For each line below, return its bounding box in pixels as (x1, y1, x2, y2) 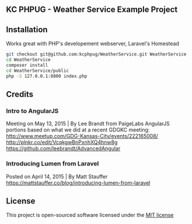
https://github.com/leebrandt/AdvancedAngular (6, 145, 121, 152)
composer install (6, 62, 48, 68)
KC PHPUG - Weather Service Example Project (6, 5, 178, 15)
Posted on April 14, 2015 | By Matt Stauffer (6, 173, 108, 180)
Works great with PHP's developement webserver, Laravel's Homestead (6, 40, 179, 47)
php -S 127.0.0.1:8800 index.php (6, 73, 88, 79)
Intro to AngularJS (6, 106, 59, 115)
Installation (6, 25, 48, 35)
